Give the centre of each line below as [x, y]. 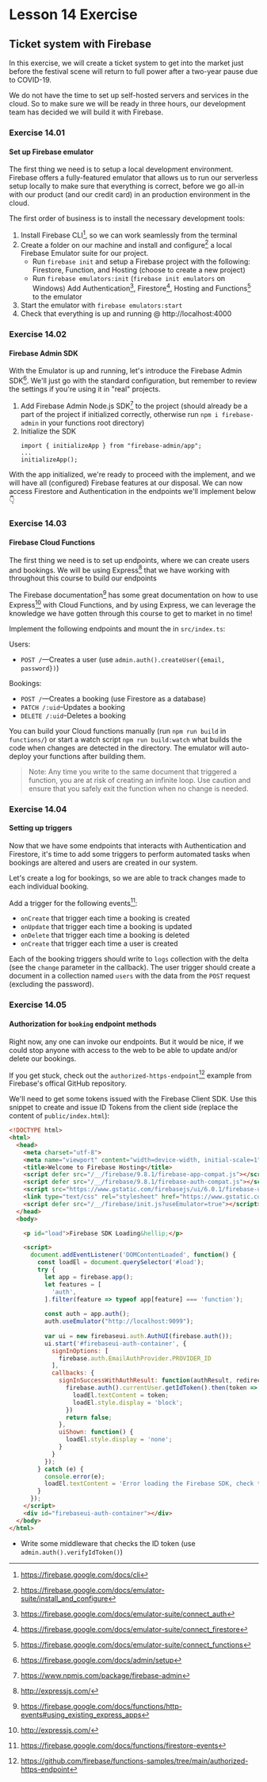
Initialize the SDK [48, 431]
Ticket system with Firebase [80, 44]
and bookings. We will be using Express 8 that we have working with [120, 569]
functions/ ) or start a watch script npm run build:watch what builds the [126, 739]
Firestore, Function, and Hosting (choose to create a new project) [139, 270]
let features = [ [73, 1284]
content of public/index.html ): [59, 1116]
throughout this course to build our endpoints [83, 578]
